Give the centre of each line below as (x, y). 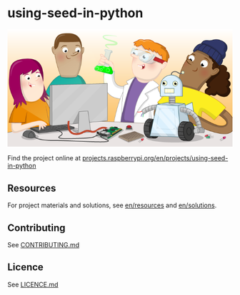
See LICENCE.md (33, 284)
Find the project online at (44, 158)
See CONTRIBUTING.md (44, 245)
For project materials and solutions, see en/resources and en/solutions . (112, 205)
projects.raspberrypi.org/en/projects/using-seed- (155, 158)
